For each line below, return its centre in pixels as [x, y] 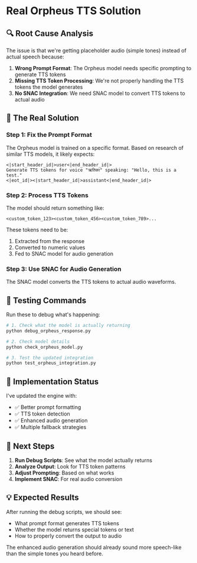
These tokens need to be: [37, 230]
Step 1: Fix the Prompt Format [49, 135]
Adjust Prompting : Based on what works [64, 473]
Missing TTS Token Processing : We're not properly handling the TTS [99, 81]
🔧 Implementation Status [52, 382]
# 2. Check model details [38, 341]
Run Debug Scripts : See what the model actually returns [83, 460]
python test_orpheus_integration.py [51, 363]
